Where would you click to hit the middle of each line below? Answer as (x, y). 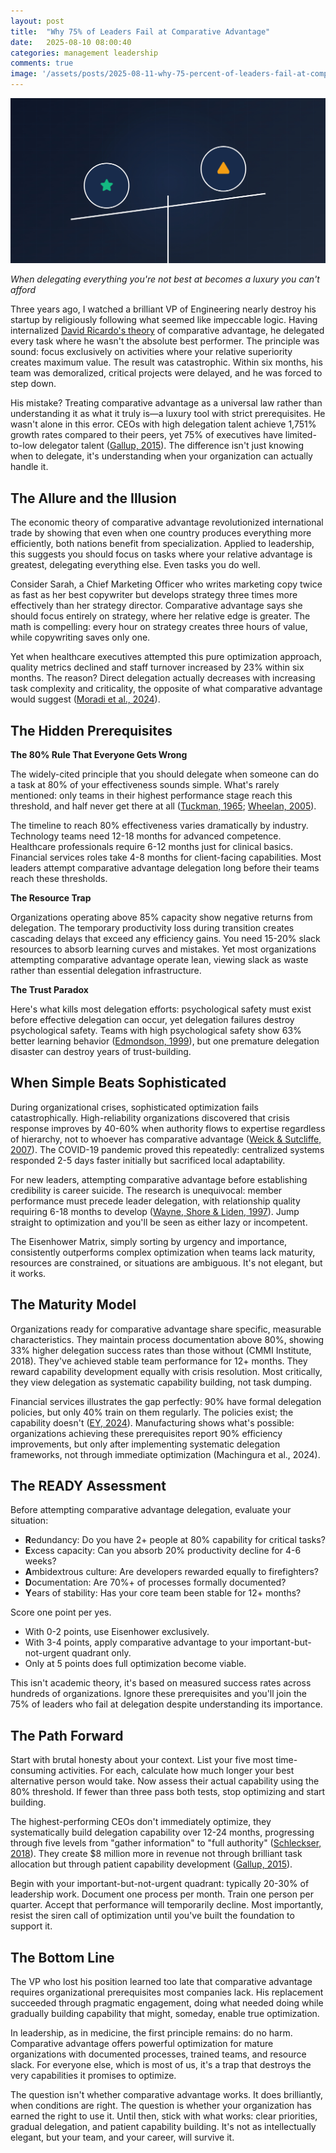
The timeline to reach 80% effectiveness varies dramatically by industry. (159, 825)
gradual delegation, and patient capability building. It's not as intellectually (163, 2126)
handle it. (29, 467)
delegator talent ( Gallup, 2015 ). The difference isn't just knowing (171, 446)
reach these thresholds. (59, 878)
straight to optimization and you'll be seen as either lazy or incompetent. (159, 1222)
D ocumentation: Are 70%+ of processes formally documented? (155, 1582)
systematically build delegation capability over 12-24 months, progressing (162, 1832)
